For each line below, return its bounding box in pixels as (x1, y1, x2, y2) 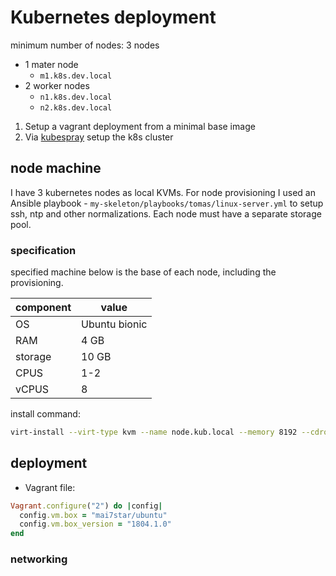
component (15, 301, 72, 315)
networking (10, 552, 68, 566)
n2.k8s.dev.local (39, 102, 113, 113)
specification (10, 243, 77, 257)
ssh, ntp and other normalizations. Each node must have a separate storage (10, 207, 322, 220)
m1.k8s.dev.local (39, 71, 113, 81)
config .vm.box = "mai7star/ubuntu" (19, 510, 168, 520)
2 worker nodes (24, 79, 90, 91)
